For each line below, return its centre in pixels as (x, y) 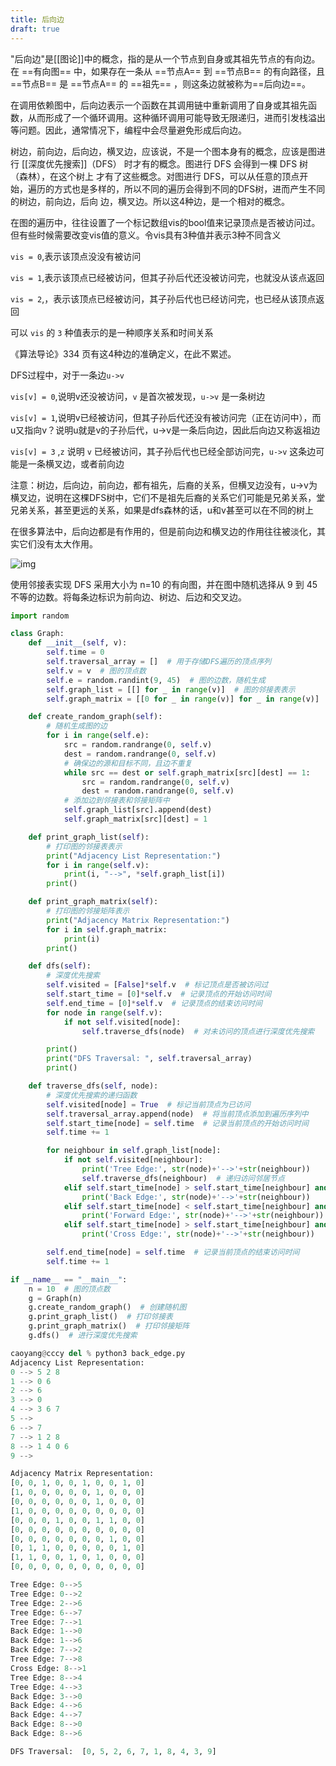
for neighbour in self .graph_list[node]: (134, 1151)
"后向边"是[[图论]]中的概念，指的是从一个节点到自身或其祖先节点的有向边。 (165, 58)
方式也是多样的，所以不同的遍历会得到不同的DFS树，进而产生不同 (189, 188)
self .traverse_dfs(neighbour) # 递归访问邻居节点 (183, 1178)
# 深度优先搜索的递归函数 (92, 1095)
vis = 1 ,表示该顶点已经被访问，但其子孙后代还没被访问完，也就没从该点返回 (167, 277)
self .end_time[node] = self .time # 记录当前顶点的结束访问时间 (173, 1252)
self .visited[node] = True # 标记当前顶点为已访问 (148, 1104)
